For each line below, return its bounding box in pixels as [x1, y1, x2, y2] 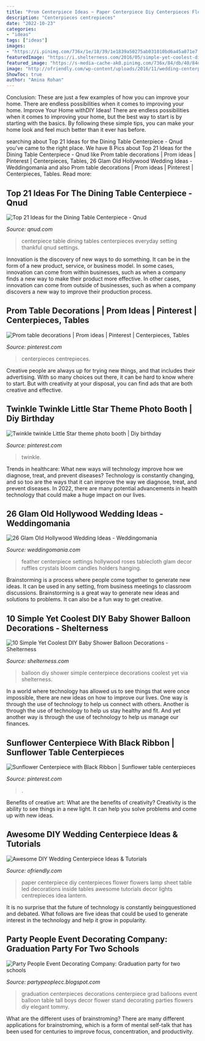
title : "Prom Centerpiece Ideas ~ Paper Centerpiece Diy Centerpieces [6, 9, 190, 15]
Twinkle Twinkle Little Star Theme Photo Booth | [6, 404, 192, 415]
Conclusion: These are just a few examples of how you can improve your [6, 94, 189, 101]
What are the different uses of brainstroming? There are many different [6, 1015, 185, 1022]
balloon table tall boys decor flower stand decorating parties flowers [21, 996, 193, 1004]
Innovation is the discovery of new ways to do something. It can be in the [6, 256, 190, 263]
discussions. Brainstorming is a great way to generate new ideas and [6, 589, 180, 596]
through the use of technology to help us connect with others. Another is [6, 701, 189, 708]
